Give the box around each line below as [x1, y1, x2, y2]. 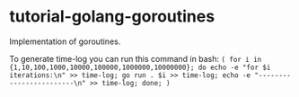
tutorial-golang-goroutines [9, 6, 215, 27]
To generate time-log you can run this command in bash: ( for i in [9, 53, 262, 64]
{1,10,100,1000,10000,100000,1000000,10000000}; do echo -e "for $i [9, 63, 271, 72]
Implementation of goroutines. [9, 36, 121, 47]
